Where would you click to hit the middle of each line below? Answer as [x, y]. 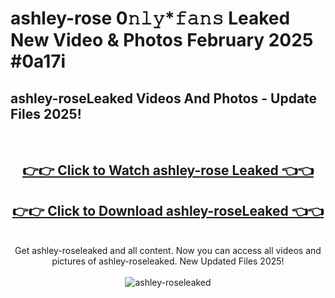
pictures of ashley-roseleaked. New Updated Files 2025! [168, 261]
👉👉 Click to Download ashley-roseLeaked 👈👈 [168, 210]
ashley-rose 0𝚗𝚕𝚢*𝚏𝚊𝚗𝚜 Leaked [150, 18]
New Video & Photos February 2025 [162, 40]
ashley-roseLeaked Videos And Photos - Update [164, 98]
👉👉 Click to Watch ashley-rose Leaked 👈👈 [168, 170]
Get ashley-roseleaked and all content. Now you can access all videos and [168, 251]
